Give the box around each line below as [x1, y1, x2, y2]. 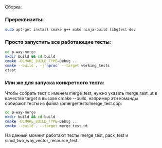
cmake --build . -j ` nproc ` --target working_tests [5, 63, 110, 68]
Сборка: [5, 4, 22, 10]
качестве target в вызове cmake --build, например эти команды [5, 96, 138, 101]
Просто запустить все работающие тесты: [5, 39, 111, 46]
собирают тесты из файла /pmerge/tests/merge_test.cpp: [5, 100, 123, 106]
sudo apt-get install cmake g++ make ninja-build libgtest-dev [5, 27, 136, 32]
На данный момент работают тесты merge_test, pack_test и [5, 132, 128, 138]
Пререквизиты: [5, 16, 44, 23]
